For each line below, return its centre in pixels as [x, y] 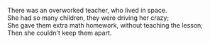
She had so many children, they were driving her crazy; [88, 18]
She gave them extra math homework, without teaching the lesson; [105, 25]
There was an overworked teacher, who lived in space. [88, 10]
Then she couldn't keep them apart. [60, 33]
